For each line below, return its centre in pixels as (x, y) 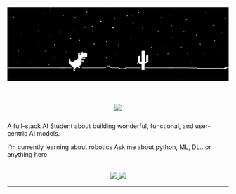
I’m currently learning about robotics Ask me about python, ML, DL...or (110, 147)
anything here (27, 154)
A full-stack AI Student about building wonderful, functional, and (100, 126)
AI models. (45, 133)
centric (18, 133)
